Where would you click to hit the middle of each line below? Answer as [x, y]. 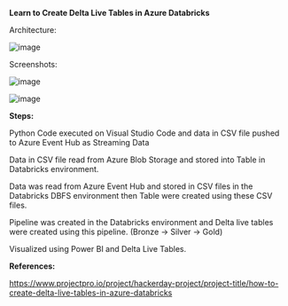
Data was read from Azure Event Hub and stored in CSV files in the [131, 186]
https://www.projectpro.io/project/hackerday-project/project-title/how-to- [144, 283]
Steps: [21, 116]
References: [32, 266]
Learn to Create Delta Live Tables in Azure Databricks [109, 13]
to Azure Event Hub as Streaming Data [79, 142]
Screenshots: [33, 64]
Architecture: [33, 30]
